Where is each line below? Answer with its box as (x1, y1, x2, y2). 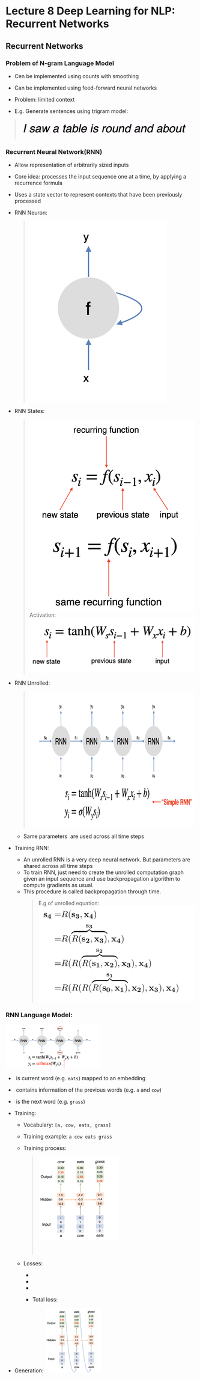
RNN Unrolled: (14, 679, 50, 686)
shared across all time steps (23, 863, 93, 870)
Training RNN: (14, 845, 49, 852)
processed (14, 197, 41, 205)
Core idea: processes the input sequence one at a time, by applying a (14, 173, 187, 180)
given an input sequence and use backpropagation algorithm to (23, 875, 181, 882)
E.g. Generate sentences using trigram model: (14, 107, 129, 115)
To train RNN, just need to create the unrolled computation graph (23, 869, 184, 876)
